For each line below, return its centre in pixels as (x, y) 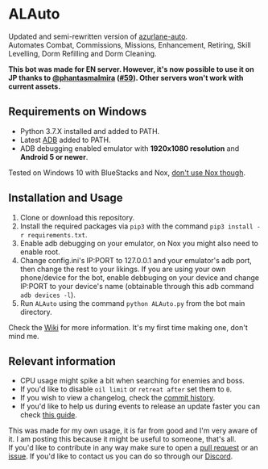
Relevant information (62, 361)
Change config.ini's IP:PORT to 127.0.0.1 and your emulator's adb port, (136, 260)
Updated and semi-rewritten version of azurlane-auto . (98, 36)
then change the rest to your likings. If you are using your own (123, 269)
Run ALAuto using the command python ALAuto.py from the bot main (132, 303)
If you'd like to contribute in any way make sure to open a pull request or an (134, 448)
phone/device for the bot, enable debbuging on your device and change (140, 277)
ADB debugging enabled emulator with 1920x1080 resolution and (130, 148)
